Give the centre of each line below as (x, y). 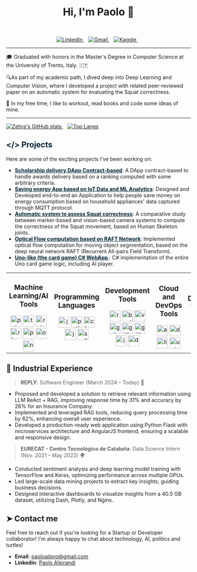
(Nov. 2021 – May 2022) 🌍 (52, 455)
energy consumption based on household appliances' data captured (97, 201)
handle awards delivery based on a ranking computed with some (93, 176)
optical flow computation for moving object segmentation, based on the (101, 245)
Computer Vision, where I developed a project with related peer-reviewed (95, 86)
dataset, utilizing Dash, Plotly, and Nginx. (64, 500)
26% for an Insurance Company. (54, 406)
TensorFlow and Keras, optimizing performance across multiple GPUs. (99, 475)
